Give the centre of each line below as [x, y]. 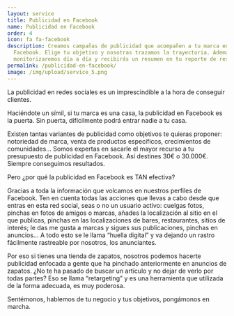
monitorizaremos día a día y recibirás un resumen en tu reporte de [115, 59]
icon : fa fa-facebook [39, 40]
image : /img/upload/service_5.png [57, 72]
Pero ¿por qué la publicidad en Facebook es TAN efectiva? [91, 177]
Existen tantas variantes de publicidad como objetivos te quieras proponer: [115, 134]
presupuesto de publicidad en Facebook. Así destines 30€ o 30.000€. [108, 156]
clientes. [19, 99]
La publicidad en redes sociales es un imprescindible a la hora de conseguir [116, 92]
